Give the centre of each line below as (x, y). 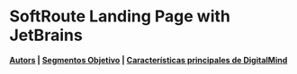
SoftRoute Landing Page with (120, 16)
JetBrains (46, 35)
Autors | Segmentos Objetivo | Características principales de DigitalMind (148, 60)
